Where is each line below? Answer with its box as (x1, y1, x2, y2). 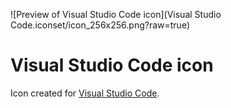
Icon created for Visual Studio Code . (10, 87, 160, 99)
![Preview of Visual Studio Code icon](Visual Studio (10, 9, 222, 20)
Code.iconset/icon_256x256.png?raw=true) (10, 19, 190, 31)
